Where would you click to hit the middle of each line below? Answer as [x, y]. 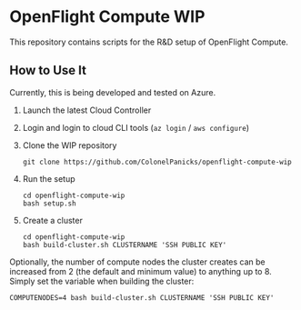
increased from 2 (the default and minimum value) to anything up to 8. [141, 271]
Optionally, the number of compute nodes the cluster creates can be [137, 262]
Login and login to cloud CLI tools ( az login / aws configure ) [136, 127]
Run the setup [49, 178]
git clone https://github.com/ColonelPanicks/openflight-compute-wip [157, 162]
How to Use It [48, 70]
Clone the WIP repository [70, 145]
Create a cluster [53, 220]
